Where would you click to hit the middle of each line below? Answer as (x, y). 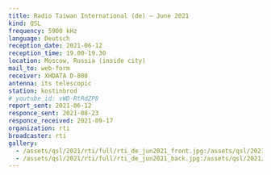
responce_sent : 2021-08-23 (54, 114)
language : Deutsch (39, 38)
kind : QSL (25, 23)
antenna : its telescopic (50, 83)
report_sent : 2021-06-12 (50, 106)
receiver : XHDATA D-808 (48, 76)
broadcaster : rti (38, 135)
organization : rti (39, 128)
